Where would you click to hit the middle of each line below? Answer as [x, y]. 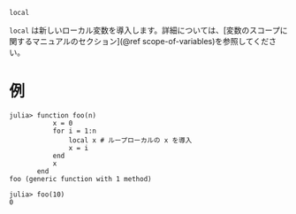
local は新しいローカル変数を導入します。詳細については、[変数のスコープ [144, 30]
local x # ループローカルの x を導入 [130, 140]
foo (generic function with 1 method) [80, 179]
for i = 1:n [75, 131]
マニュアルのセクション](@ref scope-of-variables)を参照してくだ [151, 41]
